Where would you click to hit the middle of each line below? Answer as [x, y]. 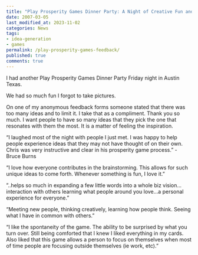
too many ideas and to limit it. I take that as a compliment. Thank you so [93, 113]
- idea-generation [29, 39]
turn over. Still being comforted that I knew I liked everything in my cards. [95, 233]
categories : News [27, 28]
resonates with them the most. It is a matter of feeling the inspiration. [90, 126]
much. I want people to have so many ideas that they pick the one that [91, 119]
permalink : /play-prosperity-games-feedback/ [63, 50]
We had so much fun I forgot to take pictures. [61, 96]
